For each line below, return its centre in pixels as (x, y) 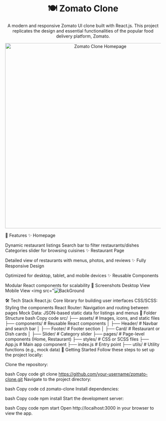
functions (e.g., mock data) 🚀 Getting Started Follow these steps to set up (80, 349)
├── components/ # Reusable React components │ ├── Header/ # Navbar (82, 323)
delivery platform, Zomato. (83, 36)
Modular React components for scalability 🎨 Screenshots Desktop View (78, 285)
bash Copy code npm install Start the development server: (64, 398)
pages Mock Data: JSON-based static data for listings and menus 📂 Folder (81, 313)
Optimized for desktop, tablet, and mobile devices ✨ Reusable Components (82, 275)
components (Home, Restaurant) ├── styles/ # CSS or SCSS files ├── (77, 339)
